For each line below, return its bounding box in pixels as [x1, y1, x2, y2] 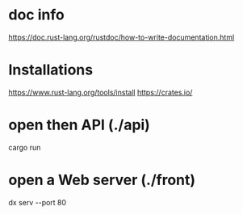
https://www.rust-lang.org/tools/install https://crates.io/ [8, 87, 193, 97]
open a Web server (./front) [8, 171, 196, 189]
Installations [8, 61, 94, 79]
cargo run [8, 142, 41, 152]
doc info [8, 6, 65, 24]
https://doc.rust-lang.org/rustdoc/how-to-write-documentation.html [8, 32, 235, 42]
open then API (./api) [8, 116, 151, 134]
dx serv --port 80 [8, 197, 67, 207]
